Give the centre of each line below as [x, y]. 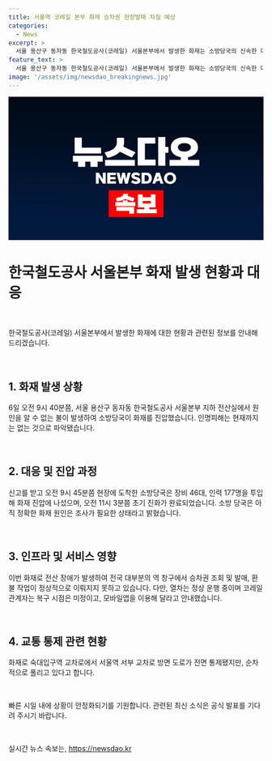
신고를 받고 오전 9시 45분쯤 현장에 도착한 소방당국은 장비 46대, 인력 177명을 [128, 492]
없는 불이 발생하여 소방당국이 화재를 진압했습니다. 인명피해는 [135, 418]
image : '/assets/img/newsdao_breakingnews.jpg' [90, 77]
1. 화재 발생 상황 [46, 386]
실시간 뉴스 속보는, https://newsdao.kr [70, 749]
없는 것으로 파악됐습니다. [56, 428]
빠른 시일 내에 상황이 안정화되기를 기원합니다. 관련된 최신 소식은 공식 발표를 [127, 706]
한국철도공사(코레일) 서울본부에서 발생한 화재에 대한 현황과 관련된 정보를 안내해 [133, 333]
